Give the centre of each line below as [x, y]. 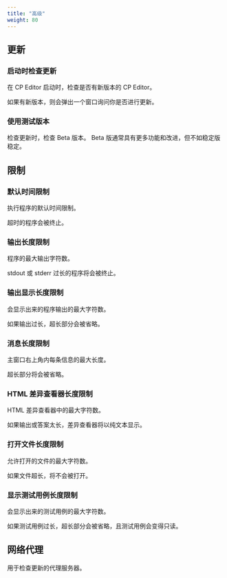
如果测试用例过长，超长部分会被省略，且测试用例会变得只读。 [95, 526]
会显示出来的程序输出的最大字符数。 [58, 309]
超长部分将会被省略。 [37, 375]
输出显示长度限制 [35, 292]
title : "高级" [26, 13]
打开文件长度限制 [35, 444]
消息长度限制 [29, 343]
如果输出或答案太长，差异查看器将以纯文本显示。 [76, 425]
